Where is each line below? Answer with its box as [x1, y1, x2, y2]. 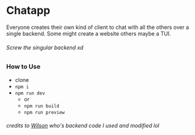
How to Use [6, 63, 41, 71]
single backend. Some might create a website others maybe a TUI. [6, 30, 172, 37]
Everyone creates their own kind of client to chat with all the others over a [6, 24, 190, 31]
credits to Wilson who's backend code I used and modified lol [6, 122, 159, 130]
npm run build [23, 103, 60, 109]
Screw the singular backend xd [6, 43, 84, 51]
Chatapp [6, 4, 51, 17]
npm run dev [14, 90, 45, 96]
